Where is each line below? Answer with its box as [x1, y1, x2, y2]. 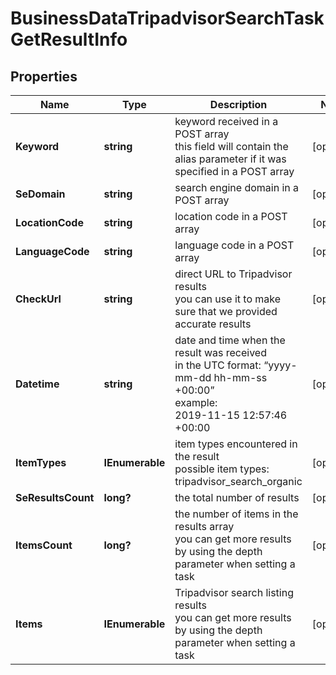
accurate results [174, 317, 252, 331]
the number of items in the [174, 507, 299, 521]
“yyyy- [263, 358, 298, 372]
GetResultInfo [10, 28, 128, 51]
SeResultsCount [15, 491, 95, 504]
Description [209, 98, 268, 111]
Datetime [15, 377, 60, 391]
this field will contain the [174, 140, 289, 153]
